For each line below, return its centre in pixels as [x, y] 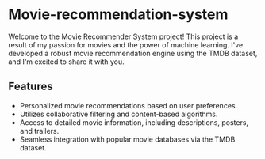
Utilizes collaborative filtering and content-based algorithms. [119, 114]
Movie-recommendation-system [118, 15]
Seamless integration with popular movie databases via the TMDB [127, 139]
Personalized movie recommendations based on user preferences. [129, 105]
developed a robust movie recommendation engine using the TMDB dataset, [133, 53]
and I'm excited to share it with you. [66, 62]
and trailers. [39, 131]
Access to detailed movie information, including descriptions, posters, [134, 122]
